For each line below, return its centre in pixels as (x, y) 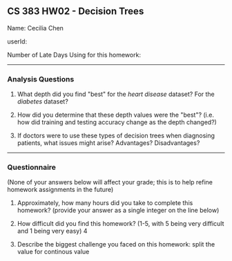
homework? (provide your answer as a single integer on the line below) (118, 211)
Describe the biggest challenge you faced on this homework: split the (116, 244)
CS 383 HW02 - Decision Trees (76, 11)
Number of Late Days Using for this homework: (74, 55)
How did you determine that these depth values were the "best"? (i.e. (115, 115)
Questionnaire (32, 167)
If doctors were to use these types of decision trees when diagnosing (116, 136)
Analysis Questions (41, 79)
